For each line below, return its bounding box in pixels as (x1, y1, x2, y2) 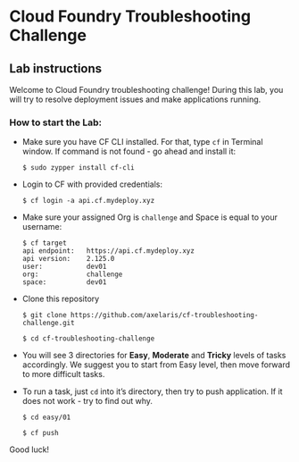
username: (21, 222, 62, 232)
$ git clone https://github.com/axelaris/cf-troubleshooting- (21, 311, 259, 320)
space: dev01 (21, 278, 107, 287)
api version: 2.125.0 (21, 255, 115, 264)
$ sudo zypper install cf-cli (21, 164, 136, 172)
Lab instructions (9, 61, 103, 76)
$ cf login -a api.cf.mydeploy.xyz (21, 197, 155, 206)
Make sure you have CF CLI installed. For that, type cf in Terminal (21, 137, 263, 147)
